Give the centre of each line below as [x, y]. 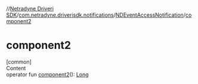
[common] [19, 61]
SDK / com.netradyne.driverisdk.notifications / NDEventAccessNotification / [96, 15]
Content [16, 68]
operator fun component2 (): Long [47, 74]
